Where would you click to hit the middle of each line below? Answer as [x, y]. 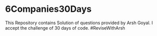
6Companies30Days [48, 9]
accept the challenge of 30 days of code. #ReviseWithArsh [65, 28]
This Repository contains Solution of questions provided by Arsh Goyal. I [79, 23]
